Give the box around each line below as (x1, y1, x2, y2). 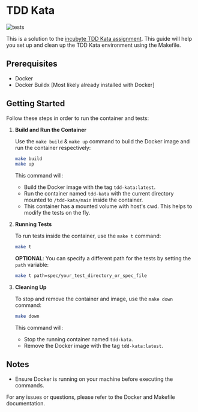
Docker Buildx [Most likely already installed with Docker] (14, 81, 155, 88)
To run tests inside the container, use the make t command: (14, 232, 161, 240)
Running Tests (14, 221, 52, 228)
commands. (14, 381, 44, 389)
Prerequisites (6, 59, 58, 69)
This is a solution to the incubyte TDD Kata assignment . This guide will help (6, 35, 193, 42)
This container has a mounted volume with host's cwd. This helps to (23, 203, 193, 210)
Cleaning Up (14, 284, 47, 291)
